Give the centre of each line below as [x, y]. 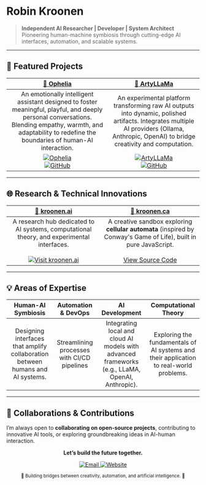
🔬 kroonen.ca [150, 211]
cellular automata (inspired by [150, 229]
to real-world [173, 365]
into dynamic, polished [154, 113]
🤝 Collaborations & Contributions [71, 413]
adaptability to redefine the [57, 132]
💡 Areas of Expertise [47, 288]
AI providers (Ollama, [154, 128]
